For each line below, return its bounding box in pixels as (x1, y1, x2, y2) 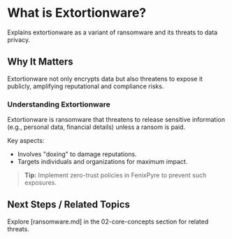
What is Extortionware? (7, 5, 147, 21)
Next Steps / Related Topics (7, 198, 131, 211)
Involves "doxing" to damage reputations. (17, 150, 138, 158)
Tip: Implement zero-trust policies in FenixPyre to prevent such (24, 171, 207, 179)
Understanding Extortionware (7, 100, 110, 109)
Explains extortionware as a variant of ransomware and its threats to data (7, 28, 218, 36)
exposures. (24, 179, 57, 187)
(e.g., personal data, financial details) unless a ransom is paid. (7, 123, 186, 131)
